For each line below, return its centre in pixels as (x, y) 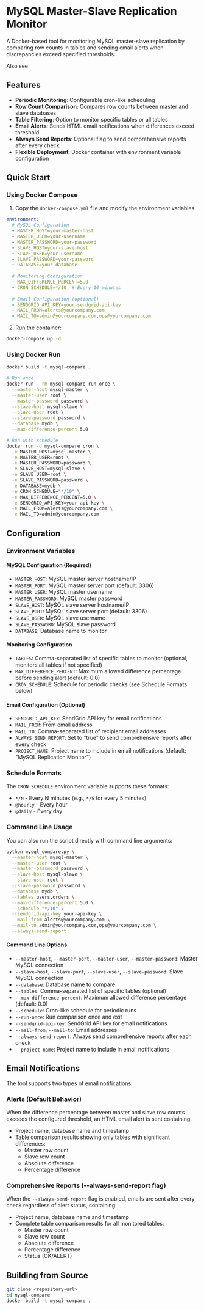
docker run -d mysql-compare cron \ (53, 446)
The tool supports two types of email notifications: (69, 1083)
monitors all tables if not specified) (58, 665)
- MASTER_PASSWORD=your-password (54, 242)
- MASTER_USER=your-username (49, 236)
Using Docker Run (33, 354)
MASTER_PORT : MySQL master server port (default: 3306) (84, 585)
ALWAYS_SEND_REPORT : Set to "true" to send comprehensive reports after (103, 738)
